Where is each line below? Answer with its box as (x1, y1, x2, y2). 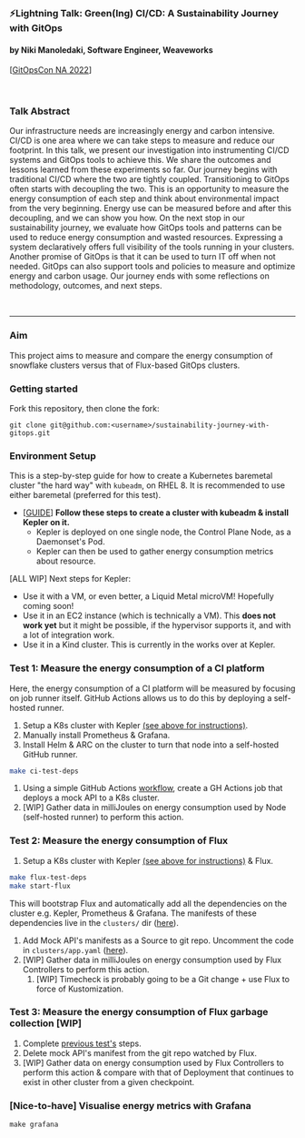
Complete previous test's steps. (22, 1038, 143, 1049)
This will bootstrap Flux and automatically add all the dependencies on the (9, 898, 288, 909)
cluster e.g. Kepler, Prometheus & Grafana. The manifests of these (9, 908, 257, 919)
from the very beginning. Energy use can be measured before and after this (9, 203, 292, 214)
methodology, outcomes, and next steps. (9, 280, 162, 291)
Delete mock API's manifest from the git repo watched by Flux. (22, 1047, 257, 1058)
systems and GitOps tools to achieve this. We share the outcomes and (9, 155, 271, 166)
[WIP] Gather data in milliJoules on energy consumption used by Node (22, 802, 287, 813)
